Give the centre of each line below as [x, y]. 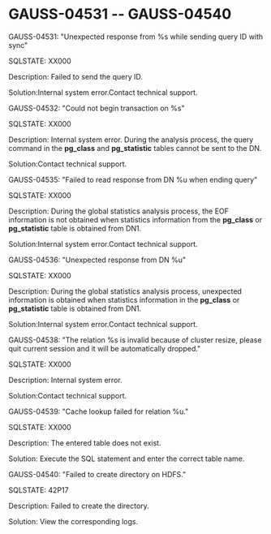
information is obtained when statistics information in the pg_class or [124, 299]
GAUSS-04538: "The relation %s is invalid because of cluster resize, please [135, 340]
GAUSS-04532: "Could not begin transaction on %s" [97, 108]
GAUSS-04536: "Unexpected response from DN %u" [97, 260]
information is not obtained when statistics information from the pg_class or [135, 219]
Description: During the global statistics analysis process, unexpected [125, 291]
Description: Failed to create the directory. [79, 506]
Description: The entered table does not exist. [85, 442]
